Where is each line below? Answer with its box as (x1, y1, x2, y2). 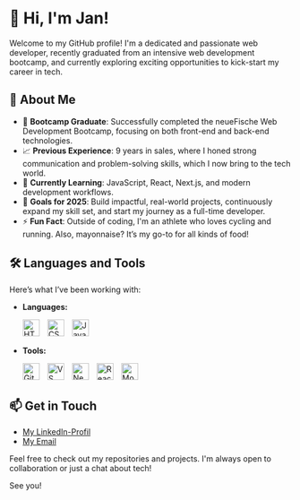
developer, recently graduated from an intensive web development (9, 47, 255, 57)
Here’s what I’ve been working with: (9, 284, 141, 295)
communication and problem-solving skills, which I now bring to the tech (21, 158, 291, 168)
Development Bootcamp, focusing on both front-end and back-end (21, 125, 270, 136)
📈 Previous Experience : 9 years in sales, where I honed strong (21, 145, 257, 156)
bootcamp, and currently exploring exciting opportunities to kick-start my (9, 56, 279, 67)
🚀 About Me (9, 92, 76, 108)
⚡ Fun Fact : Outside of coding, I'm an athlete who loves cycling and (21, 215, 271, 227)
